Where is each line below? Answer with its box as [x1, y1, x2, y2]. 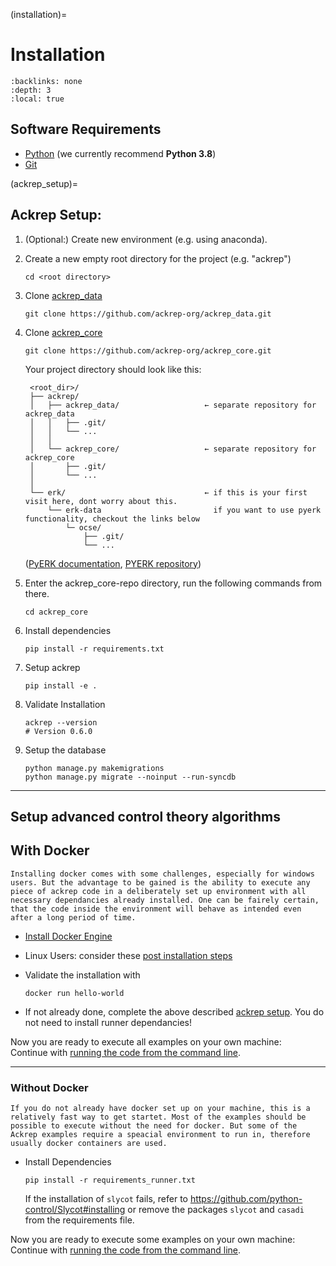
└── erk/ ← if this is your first [29, 487, 308, 498]
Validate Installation [24, 698, 106, 710]
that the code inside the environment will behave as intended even [10, 904, 302, 914]
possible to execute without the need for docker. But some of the [10, 1121, 298, 1131]
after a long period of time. [10, 912, 137, 923]
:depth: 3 [10, 85, 52, 95]
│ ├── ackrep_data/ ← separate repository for [29, 400, 317, 410]
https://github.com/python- [189, 1193, 303, 1205]
